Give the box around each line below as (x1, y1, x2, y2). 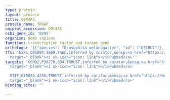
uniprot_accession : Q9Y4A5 (5, 26, 62, 31)
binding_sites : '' (5, 83, 44, 88)
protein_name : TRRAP (5, 21, 49, 27)
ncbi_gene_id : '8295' (5, 31, 51, 36)
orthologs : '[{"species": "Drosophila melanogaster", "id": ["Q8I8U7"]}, (5, 45, 164, 50)
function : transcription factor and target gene (5, 41, 110, 46)
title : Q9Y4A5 (5, 17, 35, 22)
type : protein (5, 7, 35, 13)
